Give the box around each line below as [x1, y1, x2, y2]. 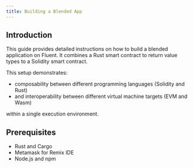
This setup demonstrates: [6, 69, 68, 76]
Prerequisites [6, 127, 56, 137]
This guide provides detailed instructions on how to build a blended [6, 45, 168, 52]
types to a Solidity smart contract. [6, 58, 88, 65]
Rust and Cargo [14, 143, 53, 150]
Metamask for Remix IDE [14, 149, 74, 156]
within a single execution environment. [6, 110, 99, 117]
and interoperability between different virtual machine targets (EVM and [14, 93, 188, 100]
